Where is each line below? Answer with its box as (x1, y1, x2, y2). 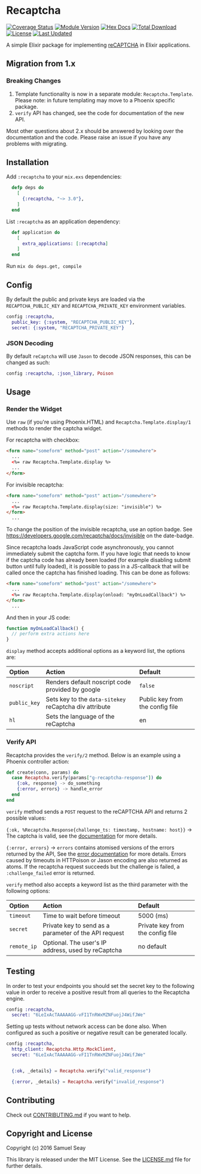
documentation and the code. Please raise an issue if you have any (6, 133, 172, 141)
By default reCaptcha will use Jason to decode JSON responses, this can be (6, 352, 191, 360)
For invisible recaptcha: (6, 481, 64, 488)
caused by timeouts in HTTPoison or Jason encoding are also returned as (6, 856, 188, 863)
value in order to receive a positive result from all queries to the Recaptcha (6, 989, 190, 996)
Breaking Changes (6, 77, 62, 85)
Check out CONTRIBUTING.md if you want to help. (6, 1111, 131, 1118)
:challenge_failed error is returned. (6, 869, 96, 877)
